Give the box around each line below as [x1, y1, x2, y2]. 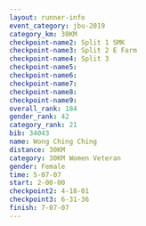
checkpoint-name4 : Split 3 [9, 54, 109, 63]
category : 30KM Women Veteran [9, 153, 122, 163]
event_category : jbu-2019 [9, 21, 105, 30]
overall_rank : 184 [9, 104, 77, 113]
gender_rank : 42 [9, 112, 69, 121]
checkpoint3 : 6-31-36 [9, 195, 90, 205]
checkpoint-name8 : [9, 87, 77, 96]
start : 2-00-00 [9, 179, 66, 188]
